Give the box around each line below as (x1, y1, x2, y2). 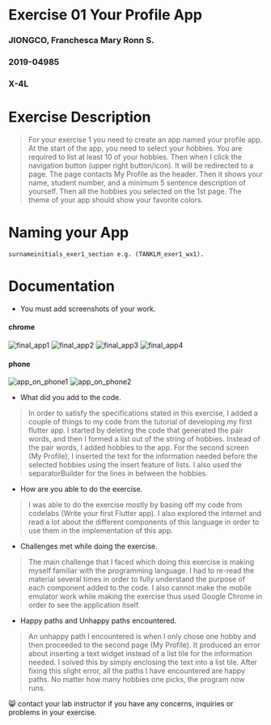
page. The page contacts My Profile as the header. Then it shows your (28, 168, 264, 179)
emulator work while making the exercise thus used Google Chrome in (28, 591, 263, 601)
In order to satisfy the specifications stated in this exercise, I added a (28, 408, 259, 418)
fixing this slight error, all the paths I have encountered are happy (28, 666, 245, 676)
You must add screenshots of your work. (19, 304, 156, 313)
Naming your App (8, 224, 129, 242)
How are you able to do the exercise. (19, 484, 143, 494)
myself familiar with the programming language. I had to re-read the (28, 565, 255, 576)
